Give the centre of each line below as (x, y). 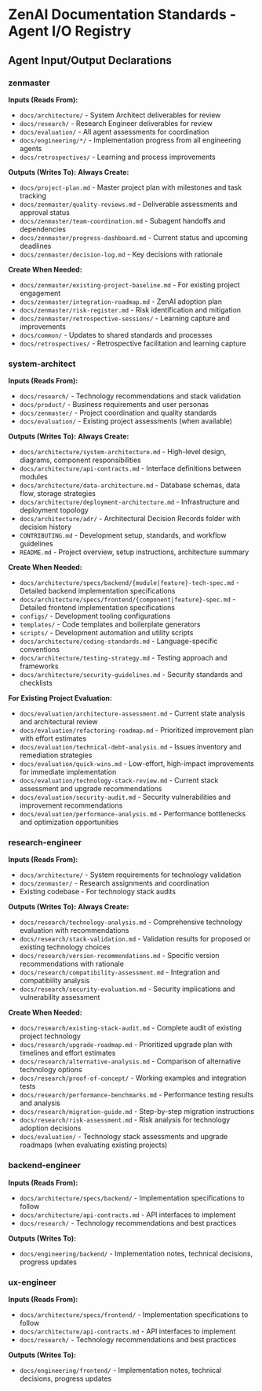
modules (34, 477)
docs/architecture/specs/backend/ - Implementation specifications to (132, 1197)
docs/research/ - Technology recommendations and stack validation (130, 396)
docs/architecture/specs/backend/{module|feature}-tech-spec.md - (129, 583)
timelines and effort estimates (67, 1053)
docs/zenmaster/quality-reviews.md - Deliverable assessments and (128, 204)
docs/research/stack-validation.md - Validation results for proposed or (135, 939)
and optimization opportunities (69, 822)
